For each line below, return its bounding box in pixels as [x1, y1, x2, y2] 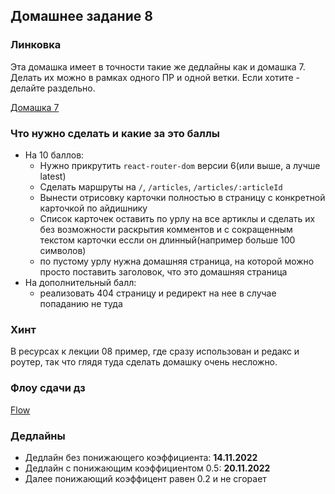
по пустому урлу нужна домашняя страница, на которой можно [39, 255, 315, 267]
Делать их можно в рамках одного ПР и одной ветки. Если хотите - [10, 71, 300, 83]
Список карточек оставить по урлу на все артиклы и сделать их [39, 212, 316, 224]
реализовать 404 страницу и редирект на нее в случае [39, 287, 277, 299]
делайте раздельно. [10, 82, 96, 94]
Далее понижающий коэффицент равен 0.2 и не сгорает [24, 472, 267, 484]
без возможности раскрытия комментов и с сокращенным [39, 223, 293, 235]
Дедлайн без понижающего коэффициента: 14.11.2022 [24, 451, 258, 463]
